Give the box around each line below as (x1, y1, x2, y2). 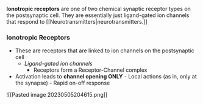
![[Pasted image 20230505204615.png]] (6, 91, 108, 99)
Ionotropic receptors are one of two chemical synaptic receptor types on (6, 5, 191, 12)
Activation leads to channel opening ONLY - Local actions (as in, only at (15, 73, 197, 80)
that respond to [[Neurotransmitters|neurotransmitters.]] (6, 18, 148, 25)
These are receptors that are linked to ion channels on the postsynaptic (15, 47, 195, 54)
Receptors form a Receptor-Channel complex (33, 66, 148, 74)
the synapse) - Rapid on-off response (15, 79, 110, 87)
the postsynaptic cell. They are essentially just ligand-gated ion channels (6, 12, 190, 19)
